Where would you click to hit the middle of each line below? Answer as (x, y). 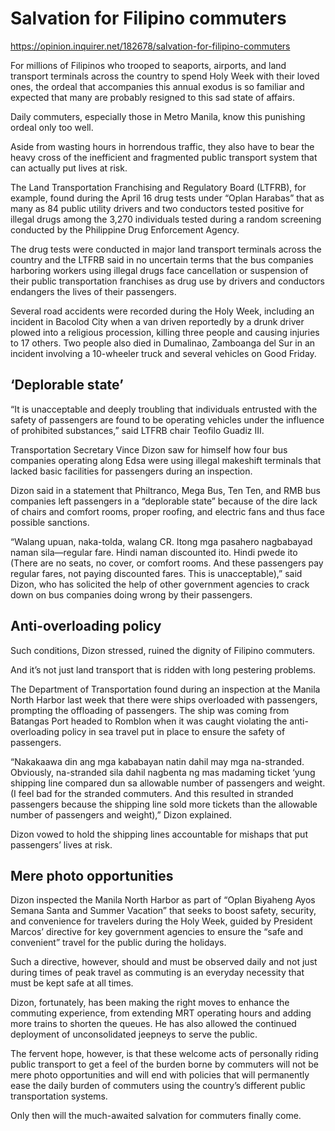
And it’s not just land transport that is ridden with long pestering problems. (163, 669)
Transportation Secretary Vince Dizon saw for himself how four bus (149, 449)
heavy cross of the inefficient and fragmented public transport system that (164, 157)
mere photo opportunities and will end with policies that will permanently (160, 1075)
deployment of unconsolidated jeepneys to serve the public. (134, 1034)
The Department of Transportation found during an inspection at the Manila (165, 689)
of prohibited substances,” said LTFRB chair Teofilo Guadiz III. (137, 430)
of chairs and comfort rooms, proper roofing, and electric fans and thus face (167, 511)
